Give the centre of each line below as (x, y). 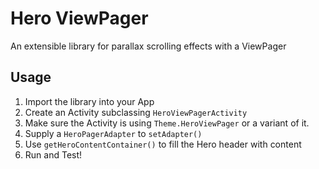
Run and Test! (53, 154)
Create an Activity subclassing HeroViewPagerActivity (136, 112)
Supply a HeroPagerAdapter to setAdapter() (113, 133)
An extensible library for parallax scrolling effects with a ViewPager (148, 46)
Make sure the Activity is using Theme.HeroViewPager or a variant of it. (167, 123)
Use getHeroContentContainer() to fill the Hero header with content (163, 144)
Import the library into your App (89, 101)
